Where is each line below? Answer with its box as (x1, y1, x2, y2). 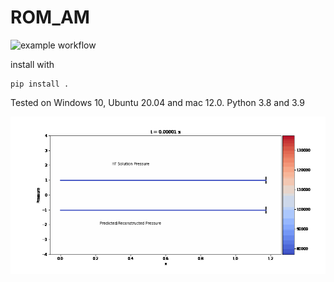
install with (10, 58, 55, 70)
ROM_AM (10, 6, 90, 29)
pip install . (10, 79, 70, 89)
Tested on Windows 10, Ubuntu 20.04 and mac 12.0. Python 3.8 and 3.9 (10, 96, 305, 108)
